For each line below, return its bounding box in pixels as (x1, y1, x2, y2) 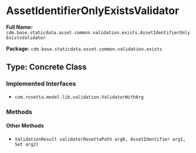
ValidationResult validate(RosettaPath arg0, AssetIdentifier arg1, (14, 136, 186, 142)
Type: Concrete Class (6, 62, 87, 72)
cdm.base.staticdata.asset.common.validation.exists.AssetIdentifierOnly (6, 29, 191, 36)
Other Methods (6, 122, 44, 130)
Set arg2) (14, 141, 39, 147)
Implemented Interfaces (6, 80, 76, 88)
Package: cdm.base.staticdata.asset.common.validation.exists (6, 45, 163, 52)
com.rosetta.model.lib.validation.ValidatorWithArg (14, 94, 144, 100)
